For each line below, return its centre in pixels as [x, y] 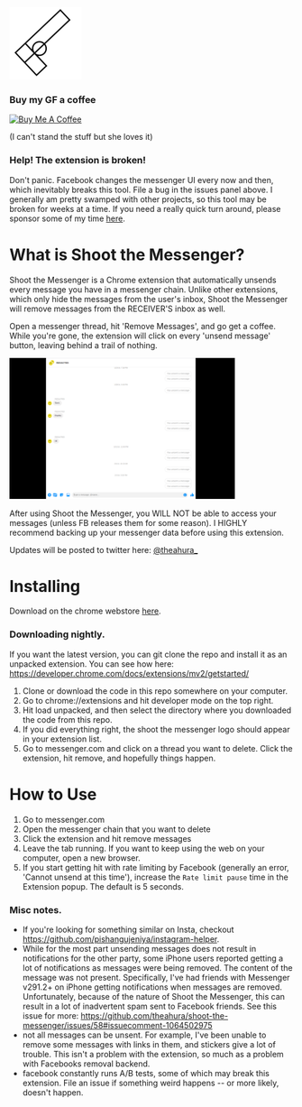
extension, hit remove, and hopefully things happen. [119, 758]
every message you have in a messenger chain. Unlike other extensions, [144, 289]
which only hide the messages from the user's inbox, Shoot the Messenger [149, 299]
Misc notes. [36, 909]
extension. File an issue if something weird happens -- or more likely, [151, 1083]
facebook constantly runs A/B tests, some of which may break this [146, 1073]
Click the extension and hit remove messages [107, 838]
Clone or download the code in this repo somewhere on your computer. [155, 691]
